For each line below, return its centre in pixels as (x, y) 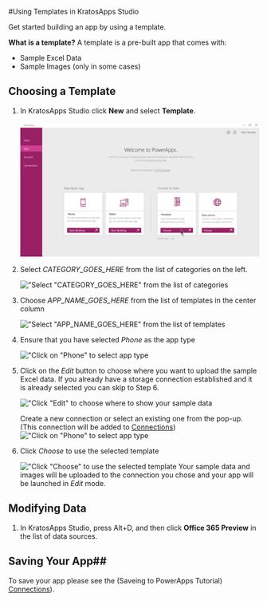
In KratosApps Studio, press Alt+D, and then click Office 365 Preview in (138, 528)
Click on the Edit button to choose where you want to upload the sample (138, 370)
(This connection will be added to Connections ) (98, 427)
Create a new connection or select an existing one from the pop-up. (131, 418)
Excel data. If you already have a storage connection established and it (136, 379)
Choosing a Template (62, 91)
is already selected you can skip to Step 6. (89, 387)
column (32, 308)
